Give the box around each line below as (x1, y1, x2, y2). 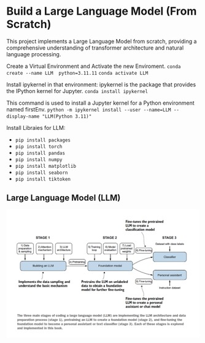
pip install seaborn (15, 170, 68, 176)
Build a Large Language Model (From (6, 4, 197, 18)
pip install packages (15, 137, 71, 143)
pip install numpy (15, 156, 63, 163)
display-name (6, 113, 40, 119)
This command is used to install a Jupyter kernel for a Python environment (6, 99, 195, 107)
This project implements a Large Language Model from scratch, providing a (6, 37, 197, 45)
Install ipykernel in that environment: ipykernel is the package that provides (6, 81, 196, 88)
